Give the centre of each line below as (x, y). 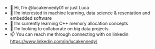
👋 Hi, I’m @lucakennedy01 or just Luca (49, 8)
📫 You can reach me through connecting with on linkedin (69, 34)
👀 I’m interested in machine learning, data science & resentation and (80, 13)
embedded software (31, 18)
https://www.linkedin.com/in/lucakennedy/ (53, 41)
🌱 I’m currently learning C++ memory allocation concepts (69, 23)
